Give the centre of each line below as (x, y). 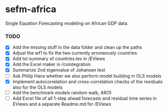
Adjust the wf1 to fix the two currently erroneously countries (75, 53)
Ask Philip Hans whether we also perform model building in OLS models (87, 76)
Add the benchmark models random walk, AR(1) (62, 92)
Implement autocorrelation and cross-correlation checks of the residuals (88, 81)
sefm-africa (31, 9)
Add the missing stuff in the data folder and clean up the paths (77, 47)
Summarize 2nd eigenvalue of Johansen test (59, 70)
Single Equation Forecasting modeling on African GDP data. (67, 23)
